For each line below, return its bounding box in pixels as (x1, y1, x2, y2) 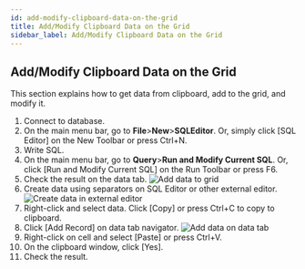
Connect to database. (23, 116, 106, 127)
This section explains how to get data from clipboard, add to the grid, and (10, 88, 286, 99)
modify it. (10, 98, 46, 109)
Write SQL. (23, 145, 65, 156)
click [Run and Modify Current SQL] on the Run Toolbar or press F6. (23, 164, 279, 175)
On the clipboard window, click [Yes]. (23, 242, 164, 253)
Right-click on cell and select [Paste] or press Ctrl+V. (23, 232, 222, 243)
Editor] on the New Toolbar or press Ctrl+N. (23, 135, 188, 146)
